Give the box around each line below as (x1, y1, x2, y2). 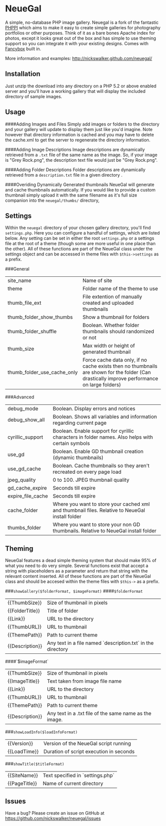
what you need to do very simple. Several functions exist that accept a (5, 563, 149, 569)
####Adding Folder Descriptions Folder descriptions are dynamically (5, 167, 146, 173)
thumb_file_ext (7, 300, 41, 307)
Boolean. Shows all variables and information (52, 413, 157, 420)
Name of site (82, 277, 112, 284)
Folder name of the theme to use (82, 285, 158, 292)
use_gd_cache (7, 465, 41, 472)
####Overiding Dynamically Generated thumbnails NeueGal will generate (5, 182, 155, 188)
